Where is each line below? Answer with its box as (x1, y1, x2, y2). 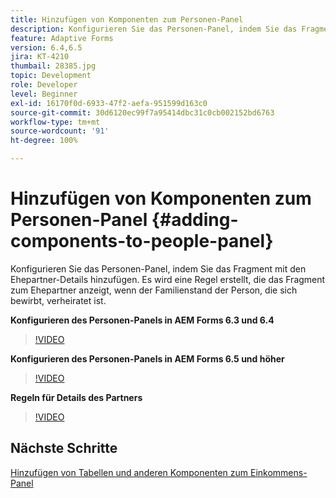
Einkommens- (249, 466, 308, 478)
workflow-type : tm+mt (10, 117, 101, 127)
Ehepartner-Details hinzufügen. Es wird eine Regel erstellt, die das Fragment (10, 273, 326, 285)
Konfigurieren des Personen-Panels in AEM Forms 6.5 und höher (10, 352, 285, 365)
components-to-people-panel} (10, 230, 274, 253)
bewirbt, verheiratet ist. (10, 294, 107, 306)
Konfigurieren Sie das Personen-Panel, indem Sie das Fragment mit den (10, 262, 307, 275)
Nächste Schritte (10, 440, 118, 457)
